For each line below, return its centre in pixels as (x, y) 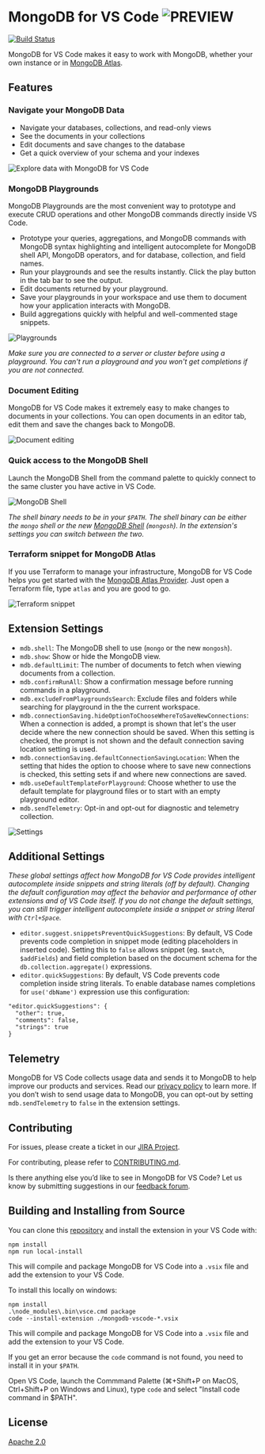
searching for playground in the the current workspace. (110, 706)
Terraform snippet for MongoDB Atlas (82, 554)
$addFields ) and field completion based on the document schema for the (138, 958)
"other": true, (40, 1014)
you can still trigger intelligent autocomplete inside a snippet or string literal (131, 909)
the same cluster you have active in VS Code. (82, 486)
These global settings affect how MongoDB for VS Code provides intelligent (132, 875)
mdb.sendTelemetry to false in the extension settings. (94, 1103)
